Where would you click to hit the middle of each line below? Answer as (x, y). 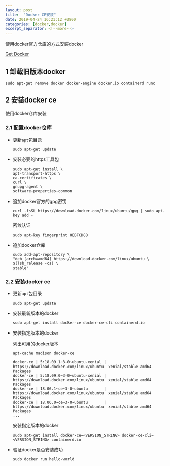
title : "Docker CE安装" (31, 15)
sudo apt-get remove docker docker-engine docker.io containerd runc (80, 83)
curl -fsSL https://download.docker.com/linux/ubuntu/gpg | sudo (83, 211)
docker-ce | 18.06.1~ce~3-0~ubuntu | (59, 389)
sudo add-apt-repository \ (41, 255)
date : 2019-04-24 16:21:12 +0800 (41, 19)
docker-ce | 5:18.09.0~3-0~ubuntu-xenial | (59, 376)
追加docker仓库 (29, 245)
